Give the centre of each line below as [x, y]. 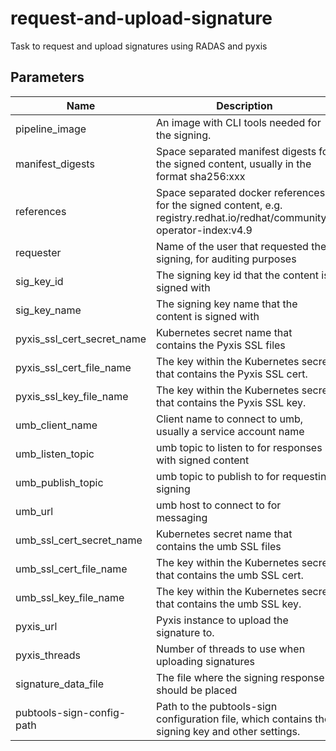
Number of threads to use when [231, 649]
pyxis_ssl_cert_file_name [73, 367]
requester [38, 252]
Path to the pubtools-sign [217, 706]
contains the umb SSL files [219, 546]
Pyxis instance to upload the [222, 620]
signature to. [185, 632]
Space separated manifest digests [236, 151]
